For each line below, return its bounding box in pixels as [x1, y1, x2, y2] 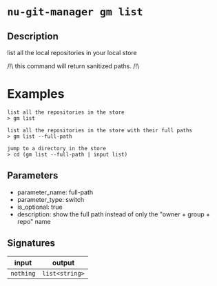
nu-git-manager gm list [7, 6, 143, 19]
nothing [10, 269, 36, 277]
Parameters [7, 170, 59, 181]
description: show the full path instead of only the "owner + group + [17, 210, 210, 218]
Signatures [7, 237, 56, 249]
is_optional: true [17, 203, 63, 211]
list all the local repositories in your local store [7, 49, 138, 57]
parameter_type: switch [17, 195, 85, 203]
